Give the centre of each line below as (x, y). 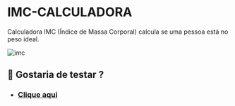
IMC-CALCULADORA (70, 12)
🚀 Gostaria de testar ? (56, 75)
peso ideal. (24, 39)
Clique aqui (37, 95)
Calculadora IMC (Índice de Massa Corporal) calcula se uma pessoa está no (118, 32)
